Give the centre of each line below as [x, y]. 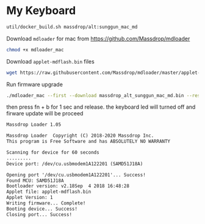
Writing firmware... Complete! [46, 203]
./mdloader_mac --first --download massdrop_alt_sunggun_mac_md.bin [95, 95]
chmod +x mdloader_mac [35, 49]
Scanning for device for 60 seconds [53, 153]
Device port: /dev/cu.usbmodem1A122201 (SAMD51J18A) [75, 164]
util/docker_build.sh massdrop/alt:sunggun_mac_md [72, 27]
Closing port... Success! [39, 214]
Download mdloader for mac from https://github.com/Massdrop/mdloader [98, 38]
